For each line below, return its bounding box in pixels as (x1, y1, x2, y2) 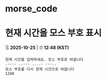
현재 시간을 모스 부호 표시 (5, 27, 102, 39)
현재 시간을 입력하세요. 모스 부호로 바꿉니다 (5, 57, 84, 62)
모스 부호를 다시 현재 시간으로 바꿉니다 (5, 67, 75, 72)
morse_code (5, 3, 58, 14)
